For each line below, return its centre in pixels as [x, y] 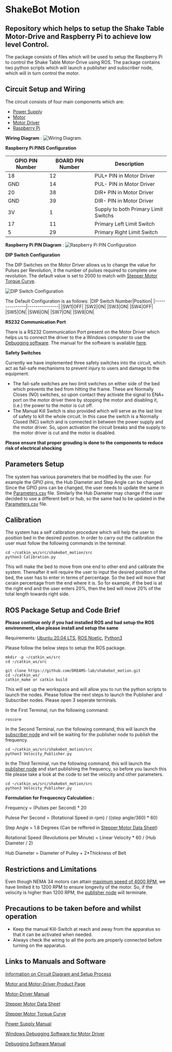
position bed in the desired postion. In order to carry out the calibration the [84, 538]
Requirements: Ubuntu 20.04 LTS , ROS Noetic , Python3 [64, 638]
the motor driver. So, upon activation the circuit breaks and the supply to [89, 427]
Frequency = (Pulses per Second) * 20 [46, 808]
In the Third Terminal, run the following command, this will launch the [78, 763]
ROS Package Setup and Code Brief [63, 610]
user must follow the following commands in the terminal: [66, 543]
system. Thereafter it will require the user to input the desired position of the [86, 572]
